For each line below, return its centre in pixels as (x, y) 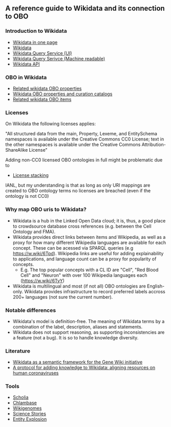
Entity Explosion (30, 419)
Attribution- (154, 145)
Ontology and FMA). (34, 231)
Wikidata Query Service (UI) (42, 53)
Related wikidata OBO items (42, 99)
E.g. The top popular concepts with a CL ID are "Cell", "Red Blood (89, 270)
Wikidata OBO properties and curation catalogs (62, 94)
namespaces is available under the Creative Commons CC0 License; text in (85, 139)
